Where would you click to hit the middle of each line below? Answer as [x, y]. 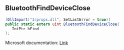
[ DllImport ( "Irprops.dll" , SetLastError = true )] [58, 19]
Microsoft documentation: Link [37, 43]
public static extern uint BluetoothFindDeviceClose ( [62, 24]
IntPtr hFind [25, 29]
